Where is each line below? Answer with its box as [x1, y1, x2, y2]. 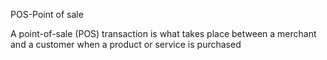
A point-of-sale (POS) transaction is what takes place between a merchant [10, 28, 317, 39]
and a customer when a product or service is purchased [10, 39, 242, 50]
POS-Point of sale [10, 9, 84, 20]
